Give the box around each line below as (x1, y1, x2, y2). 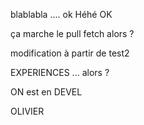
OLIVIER (10, 105, 45, 117)
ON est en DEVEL (10, 86, 83, 98)
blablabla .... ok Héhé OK (10, 9, 113, 20)
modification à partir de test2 (10, 47, 130, 59)
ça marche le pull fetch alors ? (10, 28, 135, 39)
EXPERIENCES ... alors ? (10, 67, 110, 78)
